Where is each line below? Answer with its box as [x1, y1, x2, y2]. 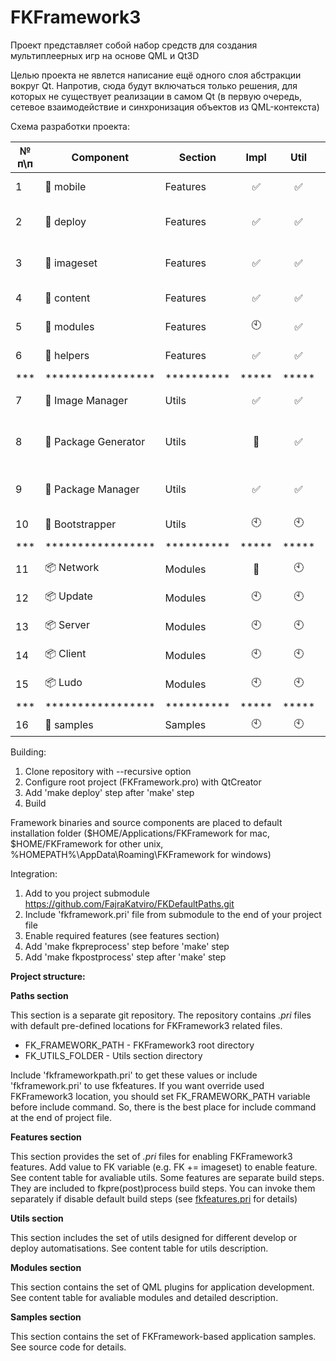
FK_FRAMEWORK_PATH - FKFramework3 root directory [24, 1039, 255, 1051]
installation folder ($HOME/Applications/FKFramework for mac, [10, 827, 270, 839]
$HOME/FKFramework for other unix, [10, 837, 164, 850]
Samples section [10, 1311, 82, 1323]
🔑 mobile [44, 179, 87, 193]
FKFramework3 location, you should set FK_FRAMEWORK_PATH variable [10, 1090, 311, 1102]
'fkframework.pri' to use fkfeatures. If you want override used [10, 1079, 265, 1091]
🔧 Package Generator [44, 434, 146, 448]
